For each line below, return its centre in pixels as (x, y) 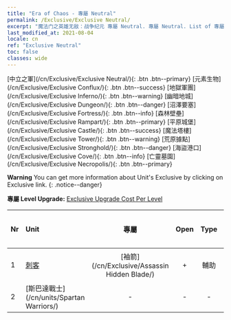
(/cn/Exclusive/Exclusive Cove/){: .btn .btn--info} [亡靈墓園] (91, 156)
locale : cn (23, 39)
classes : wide (27, 58)
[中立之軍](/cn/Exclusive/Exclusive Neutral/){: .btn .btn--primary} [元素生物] (114, 78)
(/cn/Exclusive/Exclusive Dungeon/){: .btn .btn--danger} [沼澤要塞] (102, 105)
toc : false (23, 52)
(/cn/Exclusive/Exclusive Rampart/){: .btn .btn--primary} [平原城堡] (101, 122)
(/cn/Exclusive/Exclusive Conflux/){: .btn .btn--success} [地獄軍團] (101, 87)
